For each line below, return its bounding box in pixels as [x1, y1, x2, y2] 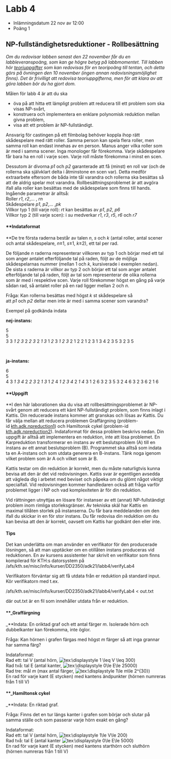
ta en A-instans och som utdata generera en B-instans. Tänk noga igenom [6, 450, 161, 456]
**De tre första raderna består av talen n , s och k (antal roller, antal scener [6, 235, 163, 241]
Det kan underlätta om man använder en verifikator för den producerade [6, 541, 157, 547]
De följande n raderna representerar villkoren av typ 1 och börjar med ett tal [6, 250, 164, 256]
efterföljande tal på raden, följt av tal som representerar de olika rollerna [6, 272, 157, 278]
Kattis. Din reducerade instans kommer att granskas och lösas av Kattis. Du [6, 413, 163, 419]
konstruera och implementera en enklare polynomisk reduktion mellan [13, 111, 160, 117]
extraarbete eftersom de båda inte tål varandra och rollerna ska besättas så [6, 174, 164, 180]
